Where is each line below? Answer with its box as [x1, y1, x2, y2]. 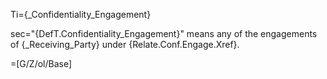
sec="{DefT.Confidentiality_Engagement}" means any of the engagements [10, 28, 318, 39]
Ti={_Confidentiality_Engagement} [10, 9, 152, 20]
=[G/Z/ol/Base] [10, 58, 73, 69]
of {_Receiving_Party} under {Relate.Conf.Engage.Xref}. [10, 39, 240, 50]
